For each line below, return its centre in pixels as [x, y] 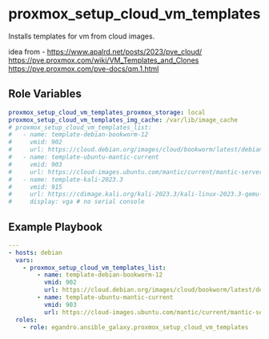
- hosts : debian [35, 252]
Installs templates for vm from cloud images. [82, 36]
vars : [25, 260]
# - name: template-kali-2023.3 [66, 180]
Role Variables [45, 94]
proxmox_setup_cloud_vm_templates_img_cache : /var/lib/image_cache [123, 120]
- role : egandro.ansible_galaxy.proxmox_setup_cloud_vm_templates [136, 327]
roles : [26, 320]
